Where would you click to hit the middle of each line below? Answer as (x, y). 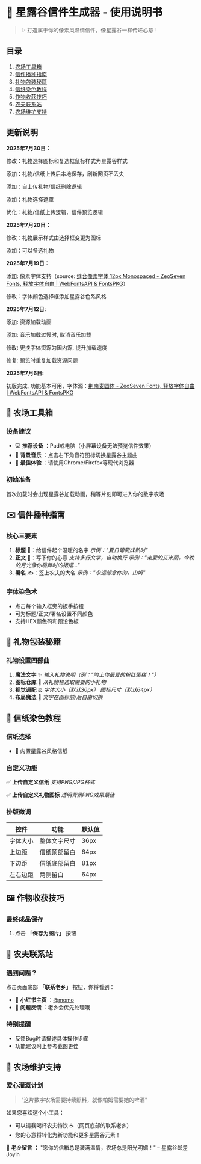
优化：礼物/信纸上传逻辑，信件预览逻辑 (55, 212)
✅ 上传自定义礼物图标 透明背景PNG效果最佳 (60, 795)
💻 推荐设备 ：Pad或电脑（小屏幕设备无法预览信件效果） (85, 446)
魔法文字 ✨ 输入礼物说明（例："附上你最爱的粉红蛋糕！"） (87, 675)
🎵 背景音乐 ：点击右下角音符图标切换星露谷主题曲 (76, 455)
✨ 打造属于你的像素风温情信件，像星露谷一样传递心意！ (90, 30)
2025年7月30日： (29, 148)
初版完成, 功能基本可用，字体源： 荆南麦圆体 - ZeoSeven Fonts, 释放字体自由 (100, 386)
